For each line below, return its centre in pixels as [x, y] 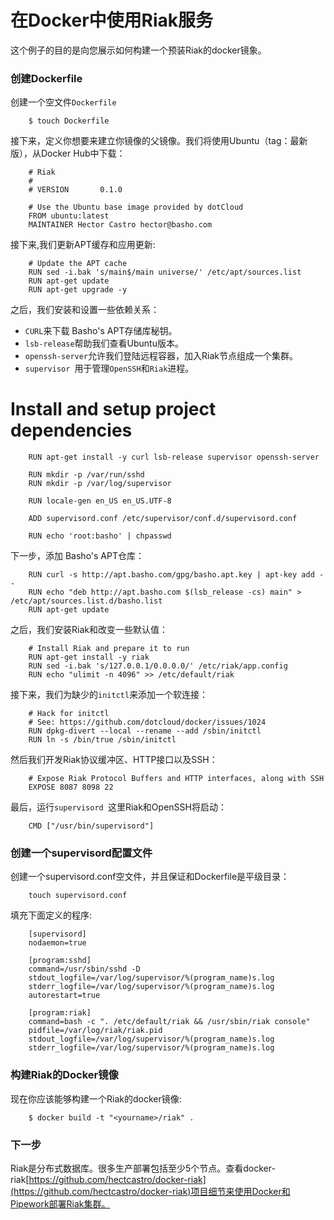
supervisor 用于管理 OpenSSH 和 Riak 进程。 [109, 368]
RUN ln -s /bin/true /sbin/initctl [102, 740]
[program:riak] [60, 1013]
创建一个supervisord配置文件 [81, 853]
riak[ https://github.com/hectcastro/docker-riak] [108, 1180]
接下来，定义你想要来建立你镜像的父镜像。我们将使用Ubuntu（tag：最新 [159, 141]
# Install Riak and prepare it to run [109, 649]
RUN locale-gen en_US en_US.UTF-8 [100, 501]
